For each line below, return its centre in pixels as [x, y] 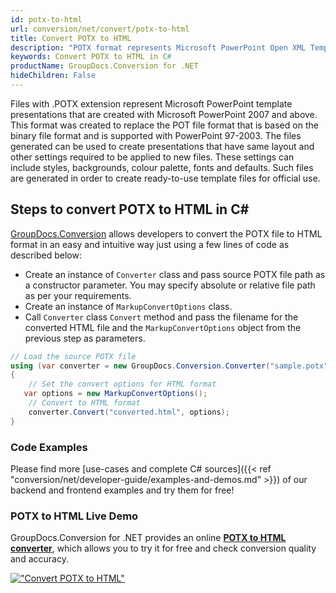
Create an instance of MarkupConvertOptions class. [128, 306]
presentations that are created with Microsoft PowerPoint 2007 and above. [164, 114]
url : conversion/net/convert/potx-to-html [100, 29]
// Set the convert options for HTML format [122, 384]
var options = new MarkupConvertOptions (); [115, 394]
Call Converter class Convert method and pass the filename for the [161, 317]
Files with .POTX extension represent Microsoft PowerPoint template [151, 103]
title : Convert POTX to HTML [71, 38]
